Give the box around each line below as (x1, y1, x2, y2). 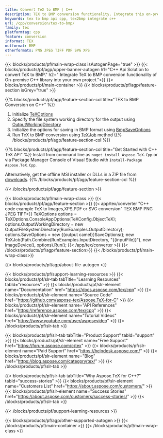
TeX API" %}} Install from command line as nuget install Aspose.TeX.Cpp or (5, 151, 158, 157)
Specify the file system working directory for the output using (12, 116, 135, 122)
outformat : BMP (5, 43, 36, 48)
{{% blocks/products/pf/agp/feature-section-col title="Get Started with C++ (5, 146, 158, 152)
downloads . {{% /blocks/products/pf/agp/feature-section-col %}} (5, 176, 137, 182)
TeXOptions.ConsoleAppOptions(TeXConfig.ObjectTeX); (5, 216, 116, 222)
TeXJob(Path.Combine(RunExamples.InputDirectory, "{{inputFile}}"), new (5, 237, 151, 242)
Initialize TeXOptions (12, 111, 53, 117)
